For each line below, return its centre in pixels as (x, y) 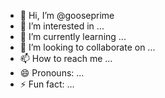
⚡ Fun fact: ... (47, 84)
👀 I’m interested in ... (62, 26)
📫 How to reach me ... (66, 58)
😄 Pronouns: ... (52, 73)
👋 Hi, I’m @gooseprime (67, 15)
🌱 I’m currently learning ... (73, 36)
